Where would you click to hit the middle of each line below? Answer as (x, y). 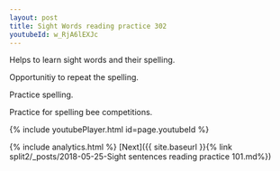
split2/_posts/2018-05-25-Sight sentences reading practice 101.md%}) (140, 157)
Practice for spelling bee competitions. (81, 112)
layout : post (34, 18)
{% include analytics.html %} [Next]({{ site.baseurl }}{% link (121, 147)
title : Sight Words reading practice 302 (88, 26)
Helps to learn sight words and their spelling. (92, 60)
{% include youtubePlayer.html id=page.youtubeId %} (109, 130)
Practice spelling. (41, 94)
